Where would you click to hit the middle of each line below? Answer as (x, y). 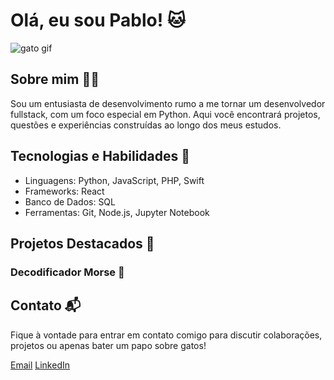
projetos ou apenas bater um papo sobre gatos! (108, 345)
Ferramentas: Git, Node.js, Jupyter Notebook (117, 212)
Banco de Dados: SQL (70, 201)
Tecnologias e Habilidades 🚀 (100, 156)
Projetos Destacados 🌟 (82, 243)
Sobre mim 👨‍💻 (55, 79)
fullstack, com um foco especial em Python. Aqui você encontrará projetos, (165, 114)
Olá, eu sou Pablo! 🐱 (98, 20)
